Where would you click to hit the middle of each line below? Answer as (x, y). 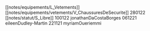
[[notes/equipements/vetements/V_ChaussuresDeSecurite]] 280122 (76, 12)
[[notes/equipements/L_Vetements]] (43, 7)
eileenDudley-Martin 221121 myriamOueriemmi (53, 23)
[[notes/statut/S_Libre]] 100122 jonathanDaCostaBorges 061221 (71, 18)
